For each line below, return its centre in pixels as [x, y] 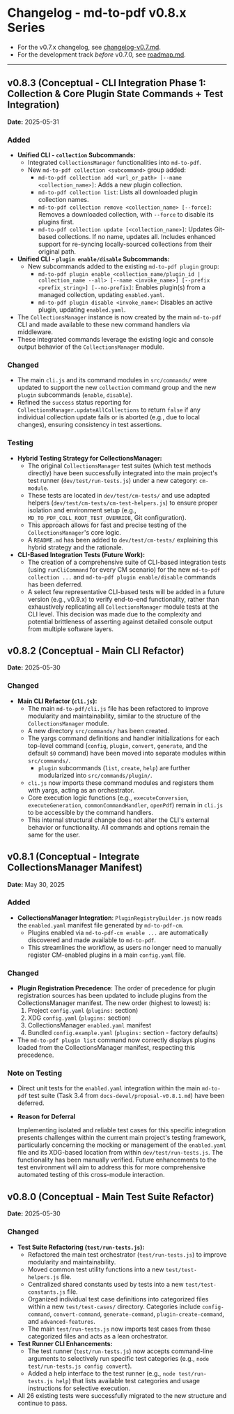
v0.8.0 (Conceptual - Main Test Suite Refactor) [111, 1197]
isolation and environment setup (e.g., [82, 510]
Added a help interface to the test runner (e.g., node [101, 1373]
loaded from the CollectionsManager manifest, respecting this [106, 1048]
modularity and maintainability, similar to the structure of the [114, 716]
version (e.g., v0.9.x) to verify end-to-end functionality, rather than [123, 599]
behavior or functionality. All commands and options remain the [119, 827]
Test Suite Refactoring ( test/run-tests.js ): [81, 1247]
